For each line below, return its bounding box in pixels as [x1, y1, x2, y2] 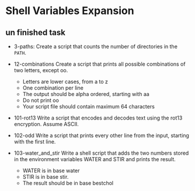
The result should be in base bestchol [22, 180, 114, 186]
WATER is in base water [22, 167, 80, 174]
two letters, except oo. [13, 67, 68, 74]
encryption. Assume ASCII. [13, 121, 79, 127]
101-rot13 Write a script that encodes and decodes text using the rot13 [13, 114, 183, 121]
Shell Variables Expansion [5, 4, 135, 18]
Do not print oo [22, 97, 60, 104]
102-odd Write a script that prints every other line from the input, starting [13, 132, 189, 139]
